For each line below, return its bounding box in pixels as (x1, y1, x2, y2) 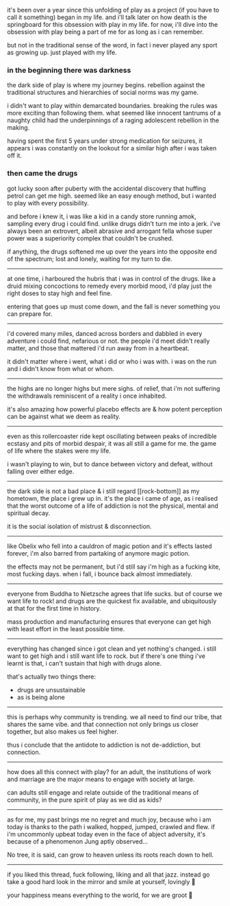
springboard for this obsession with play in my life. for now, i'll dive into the (7, 21, 218, 28)
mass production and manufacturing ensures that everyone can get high (7, 618, 212, 626)
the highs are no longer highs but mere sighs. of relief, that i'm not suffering (7, 384, 220, 392)
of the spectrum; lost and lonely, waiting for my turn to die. (7, 254, 172, 263)
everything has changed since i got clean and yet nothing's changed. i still (7, 644, 217, 653)
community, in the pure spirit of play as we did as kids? (7, 795, 162, 804)
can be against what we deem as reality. (7, 412, 121, 420)
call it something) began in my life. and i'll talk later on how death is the (7, 13, 207, 21)
